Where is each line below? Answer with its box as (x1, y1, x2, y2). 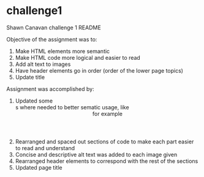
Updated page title (15, 164, 62, 171)
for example (92, 110, 123, 117)
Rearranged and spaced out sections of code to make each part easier (15, 138, 194, 145)
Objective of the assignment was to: (6, 35, 97, 43)
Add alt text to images (15, 60, 71, 68)
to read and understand (15, 144, 75, 151)
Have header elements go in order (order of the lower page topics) (15, 67, 184, 74)
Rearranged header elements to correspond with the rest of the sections (15, 157, 198, 165)
